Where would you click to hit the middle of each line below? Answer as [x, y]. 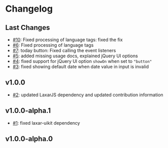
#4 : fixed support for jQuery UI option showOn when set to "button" [82, 61]
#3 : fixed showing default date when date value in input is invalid [81, 67]
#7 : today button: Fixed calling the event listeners [64, 50]
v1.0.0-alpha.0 [29, 139]
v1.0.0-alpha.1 [28, 111]
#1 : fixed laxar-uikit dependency [46, 123]
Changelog [29, 9]
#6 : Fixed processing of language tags [53, 45]
